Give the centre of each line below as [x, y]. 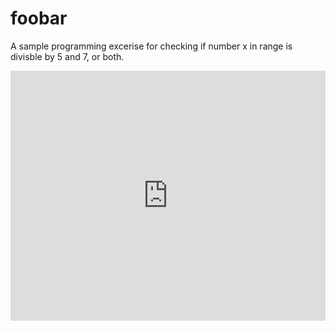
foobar [39, 18]
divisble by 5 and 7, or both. [67, 56]
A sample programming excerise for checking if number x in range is [151, 46]
